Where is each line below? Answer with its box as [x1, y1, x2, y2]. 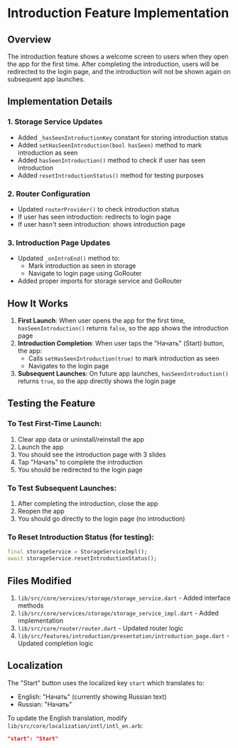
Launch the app [17, 442, 64, 451]
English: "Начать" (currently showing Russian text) [17, 692, 167, 701]
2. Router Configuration [7, 189, 91, 199]
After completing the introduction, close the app [17, 499, 158, 508]
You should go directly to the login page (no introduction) [17, 514, 185, 523]
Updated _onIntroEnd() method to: [17, 254, 120, 263]
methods [17, 601, 44, 610]
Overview [7, 33, 52, 46]
